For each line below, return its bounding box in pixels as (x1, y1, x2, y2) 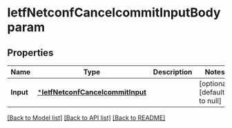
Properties (7, 47, 54, 58)
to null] (199, 96, 222, 105)
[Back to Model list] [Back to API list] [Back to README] (7, 114, 166, 122)
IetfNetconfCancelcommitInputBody (7, 5, 221, 21)
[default (199, 87, 225, 97)
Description (153, 67, 193, 76)
